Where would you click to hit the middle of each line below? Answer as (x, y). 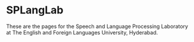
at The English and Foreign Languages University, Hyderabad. (82, 32)
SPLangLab (35, 10)
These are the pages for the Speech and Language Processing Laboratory (97, 26)
